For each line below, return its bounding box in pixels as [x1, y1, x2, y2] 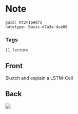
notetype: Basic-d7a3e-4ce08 [5, 24, 68, 30]
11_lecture [5, 48, 29, 53]
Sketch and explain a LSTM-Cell [5, 75, 73, 81]
